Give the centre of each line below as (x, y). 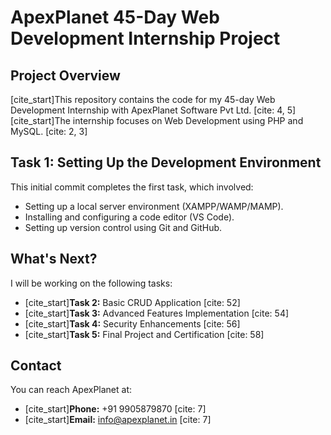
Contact (36, 366)
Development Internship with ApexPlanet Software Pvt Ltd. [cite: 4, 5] (153, 110)
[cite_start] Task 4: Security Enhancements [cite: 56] (132, 323)
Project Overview (65, 75)
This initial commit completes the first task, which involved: (132, 187)
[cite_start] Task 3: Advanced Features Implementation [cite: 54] (157, 313)
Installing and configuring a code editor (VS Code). (129, 217)
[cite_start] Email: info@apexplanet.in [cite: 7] (118, 420)
